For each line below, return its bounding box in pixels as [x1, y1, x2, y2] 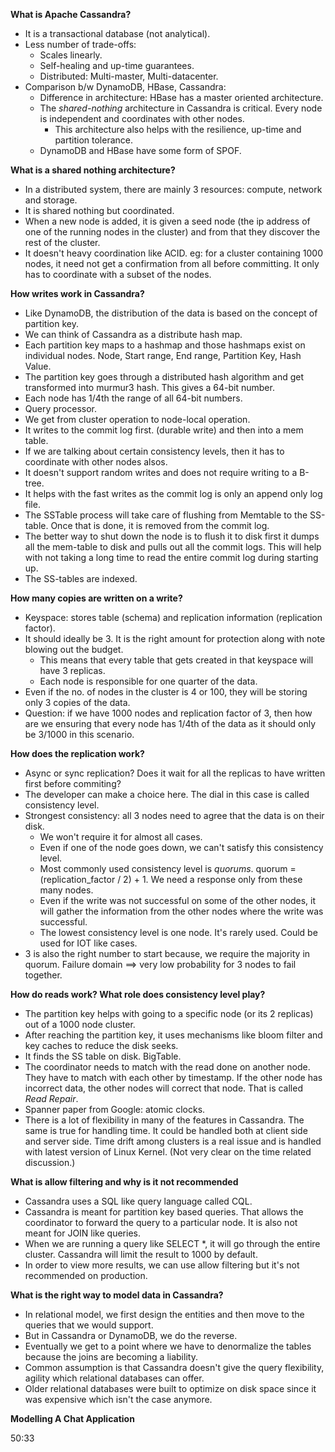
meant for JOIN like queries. [24, 1227, 141, 1239]
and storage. [24, 194, 78, 206]
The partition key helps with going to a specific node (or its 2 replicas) [24, 1008, 314, 1019]
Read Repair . [24, 1093, 79, 1104]
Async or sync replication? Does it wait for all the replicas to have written [24, 767, 326, 779]
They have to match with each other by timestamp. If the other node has [24, 1072, 323, 1083]
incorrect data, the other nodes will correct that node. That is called [24, 1082, 303, 1094]
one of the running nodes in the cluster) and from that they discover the [24, 226, 321, 238]
